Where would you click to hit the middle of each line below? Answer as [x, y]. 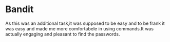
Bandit [20, 9]
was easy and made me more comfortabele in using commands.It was [80, 28]
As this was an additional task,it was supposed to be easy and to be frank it [85, 23]
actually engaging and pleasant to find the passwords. [63, 34]
